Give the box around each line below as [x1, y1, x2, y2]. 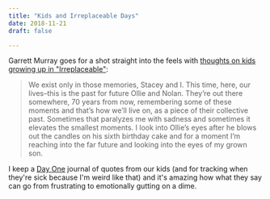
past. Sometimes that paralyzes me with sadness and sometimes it [27, 114, 251, 124]
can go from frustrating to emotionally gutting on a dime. [8, 181, 197, 191]
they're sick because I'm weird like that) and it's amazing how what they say [8, 172, 263, 182]
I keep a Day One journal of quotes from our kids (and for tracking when [8, 164, 248, 174]
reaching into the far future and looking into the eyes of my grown [27, 140, 248, 150]
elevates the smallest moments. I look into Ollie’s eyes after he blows [27, 122, 257, 133]
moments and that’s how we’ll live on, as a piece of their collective [27, 106, 249, 115]
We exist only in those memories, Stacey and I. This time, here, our [27, 80, 251, 89]
